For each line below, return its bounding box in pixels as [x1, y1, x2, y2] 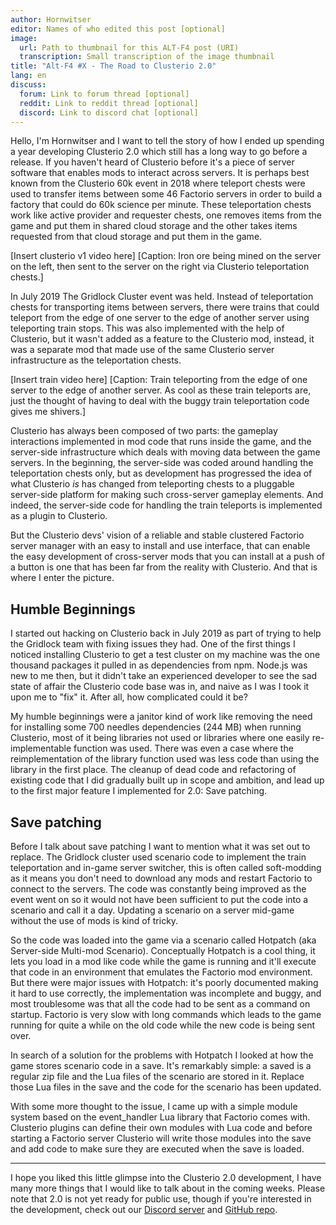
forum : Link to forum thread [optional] [19, 89, 190, 99]
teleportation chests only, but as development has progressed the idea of [10, 467, 313, 480]
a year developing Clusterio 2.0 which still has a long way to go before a [10, 146, 308, 158]
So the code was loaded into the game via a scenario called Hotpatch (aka [10, 934, 317, 946]
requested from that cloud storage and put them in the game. [10, 231, 263, 243]
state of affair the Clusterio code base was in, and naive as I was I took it [10, 681, 310, 693]
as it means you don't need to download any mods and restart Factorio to [10, 872, 313, 884]
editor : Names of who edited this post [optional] [10, 24, 226, 34]
